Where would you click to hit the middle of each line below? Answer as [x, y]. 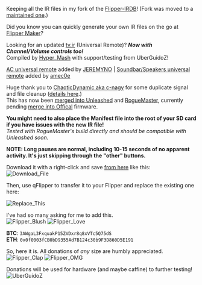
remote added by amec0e [38, 76]
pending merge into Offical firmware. [52, 107]
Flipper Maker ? [25, 33]
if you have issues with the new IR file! [55, 125]
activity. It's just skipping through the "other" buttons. [76, 155]
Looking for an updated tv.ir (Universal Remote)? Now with [79, 45]
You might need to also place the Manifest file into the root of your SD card [101, 118]
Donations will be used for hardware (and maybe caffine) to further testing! [99, 269]
